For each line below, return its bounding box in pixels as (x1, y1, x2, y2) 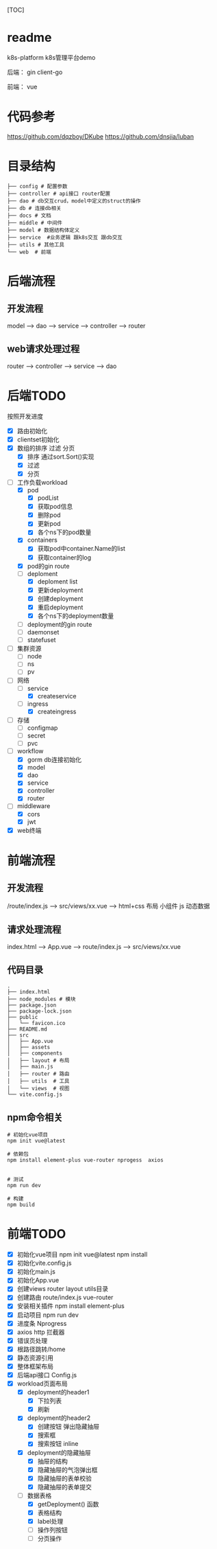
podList (37, 494, 60, 502)
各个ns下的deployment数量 (37, 611, 114, 620)
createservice (37, 691, 77, 700)
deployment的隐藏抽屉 (27, 1448, 91, 1456)
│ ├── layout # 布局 (7, 1057, 70, 1064)
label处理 (37, 1517, 64, 1525)
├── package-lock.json (7, 1008, 72, 1015)
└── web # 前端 (7, 249, 51, 255)
